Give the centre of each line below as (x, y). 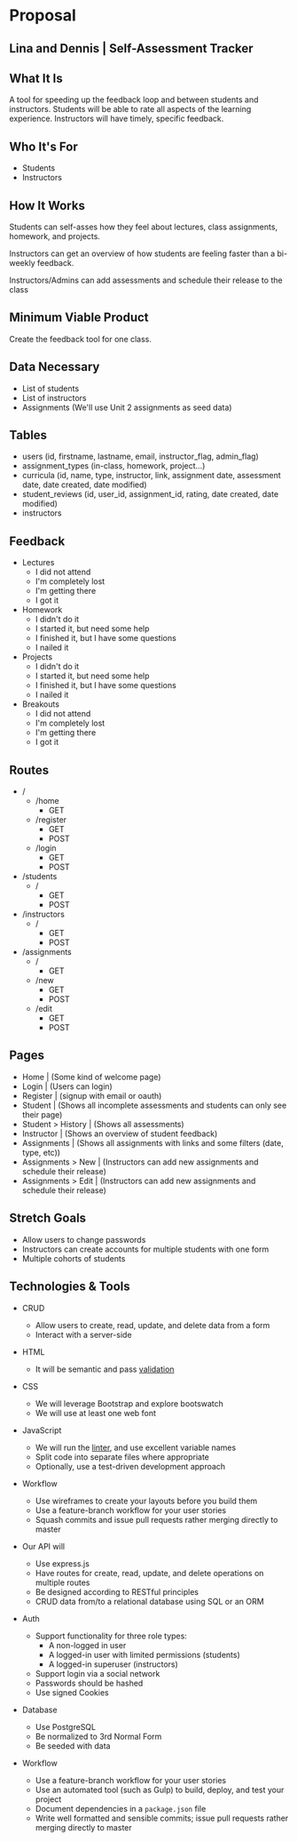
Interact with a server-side (83, 1334)
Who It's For (43, 146)
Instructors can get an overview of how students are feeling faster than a (142, 253)
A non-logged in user (87, 1645)
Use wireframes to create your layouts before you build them (146, 1501)
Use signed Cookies (72, 1692)
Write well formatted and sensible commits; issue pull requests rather (162, 1818)
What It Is (36, 78)
